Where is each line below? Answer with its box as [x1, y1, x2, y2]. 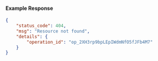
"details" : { [16, 34, 48, 40]
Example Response [5, 5, 53, 12]
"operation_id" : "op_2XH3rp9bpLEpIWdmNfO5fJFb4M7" [26, 39, 153, 45]
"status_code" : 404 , [16, 23, 66, 29]
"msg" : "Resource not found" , [16, 28, 90, 34]
